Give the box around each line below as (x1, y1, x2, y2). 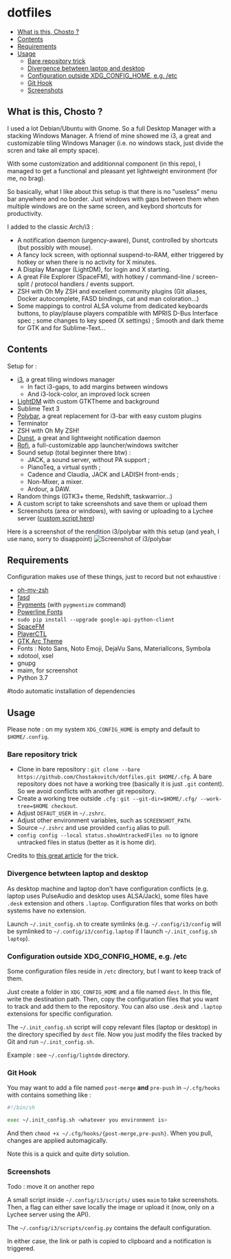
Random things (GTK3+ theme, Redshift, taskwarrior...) (16, 492, 173, 500)
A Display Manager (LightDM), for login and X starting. (16, 265, 171, 273)
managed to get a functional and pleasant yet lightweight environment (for (7, 166, 218, 175)
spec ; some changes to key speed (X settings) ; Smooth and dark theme (16, 316, 224, 325)
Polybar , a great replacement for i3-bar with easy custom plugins (16, 411, 202, 420)
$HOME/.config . (7, 732, 49, 741)
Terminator (16, 419, 49, 427)
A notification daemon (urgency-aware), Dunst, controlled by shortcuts (16, 236, 218, 244)
